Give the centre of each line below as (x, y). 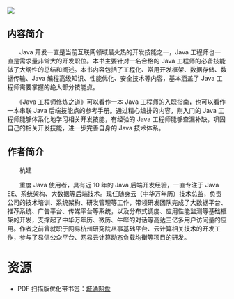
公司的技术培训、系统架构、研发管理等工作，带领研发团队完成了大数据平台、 (117, 202)
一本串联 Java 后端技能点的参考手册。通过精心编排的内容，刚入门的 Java (112, 110)
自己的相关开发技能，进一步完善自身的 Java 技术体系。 (86, 128)
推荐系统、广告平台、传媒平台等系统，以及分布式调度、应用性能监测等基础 (114, 211)
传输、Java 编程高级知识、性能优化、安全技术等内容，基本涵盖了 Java (114, 78)
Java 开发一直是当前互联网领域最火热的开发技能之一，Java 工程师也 (117, 52)
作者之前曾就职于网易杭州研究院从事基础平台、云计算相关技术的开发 (117, 228)
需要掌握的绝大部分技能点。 (59, 86)
